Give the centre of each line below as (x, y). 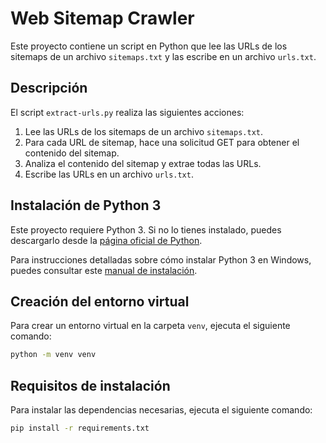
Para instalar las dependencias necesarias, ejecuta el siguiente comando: (161, 410)
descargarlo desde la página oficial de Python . (106, 240)
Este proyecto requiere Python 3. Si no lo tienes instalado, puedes (146, 229)
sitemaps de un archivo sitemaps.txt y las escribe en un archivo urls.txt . (163, 56)
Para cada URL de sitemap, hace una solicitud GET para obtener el (162, 142)
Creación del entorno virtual (100, 301)
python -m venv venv (53, 355)
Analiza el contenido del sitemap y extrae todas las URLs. (143, 163)
